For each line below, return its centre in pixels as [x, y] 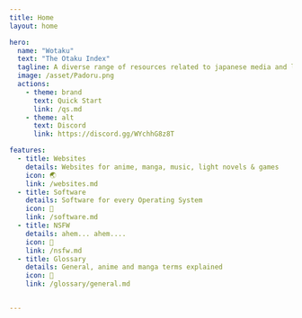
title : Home [31, 18]
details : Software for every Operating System [114, 200]
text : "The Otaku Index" [64, 59]
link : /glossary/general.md [78, 284]
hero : [19, 42]
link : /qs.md [58, 109]
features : [28, 150]
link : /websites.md [62, 184]
